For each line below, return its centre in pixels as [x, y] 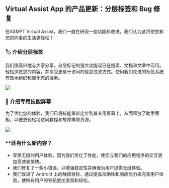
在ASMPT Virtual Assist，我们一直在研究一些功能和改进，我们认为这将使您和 [84, 31]
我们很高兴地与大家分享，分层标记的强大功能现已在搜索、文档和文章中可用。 [84, 65]
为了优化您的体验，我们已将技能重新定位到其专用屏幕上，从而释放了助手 [80, 113]
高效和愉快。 [30, 161]
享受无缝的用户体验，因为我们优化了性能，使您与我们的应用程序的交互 [85, 155]
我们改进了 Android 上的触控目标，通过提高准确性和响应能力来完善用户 [86, 174]
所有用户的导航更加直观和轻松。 [59, 180]
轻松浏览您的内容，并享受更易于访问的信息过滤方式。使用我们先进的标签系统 [84, 72]
